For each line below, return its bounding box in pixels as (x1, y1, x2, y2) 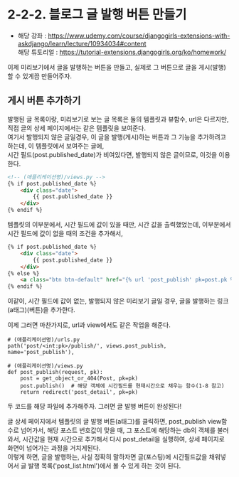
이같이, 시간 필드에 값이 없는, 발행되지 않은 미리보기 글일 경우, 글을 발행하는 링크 (7, 296, 229, 306)
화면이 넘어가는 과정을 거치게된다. (7, 444, 101, 452)
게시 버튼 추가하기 (7, 95, 81, 107)
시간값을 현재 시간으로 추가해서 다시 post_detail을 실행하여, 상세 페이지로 (22, 435, 225, 444)
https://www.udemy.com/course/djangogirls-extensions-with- (48, 31, 230, 40)
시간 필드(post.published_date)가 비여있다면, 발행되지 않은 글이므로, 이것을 (7, 150, 218, 159)
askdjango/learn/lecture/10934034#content (17, 39, 147, 48)
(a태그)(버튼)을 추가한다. (7, 306, 76, 314)
